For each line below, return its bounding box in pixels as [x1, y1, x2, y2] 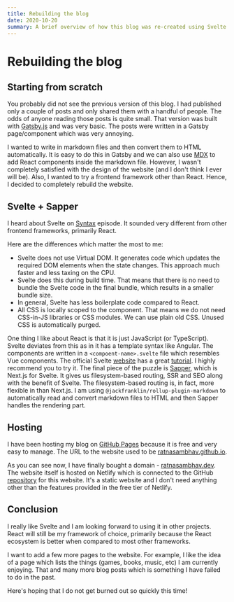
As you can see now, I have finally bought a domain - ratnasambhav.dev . [7, 461, 216, 469]
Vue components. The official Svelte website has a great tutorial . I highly [7, 356, 216, 365]
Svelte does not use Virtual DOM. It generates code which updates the [17, 253, 221, 262]
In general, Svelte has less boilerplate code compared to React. [17, 298, 200, 307]
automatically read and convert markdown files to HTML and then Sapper [7, 393, 219, 402]
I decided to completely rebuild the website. [7, 180, 134, 189]
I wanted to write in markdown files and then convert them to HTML [7, 143, 202, 151]
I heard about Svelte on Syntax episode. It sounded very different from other [7, 219, 227, 227]
